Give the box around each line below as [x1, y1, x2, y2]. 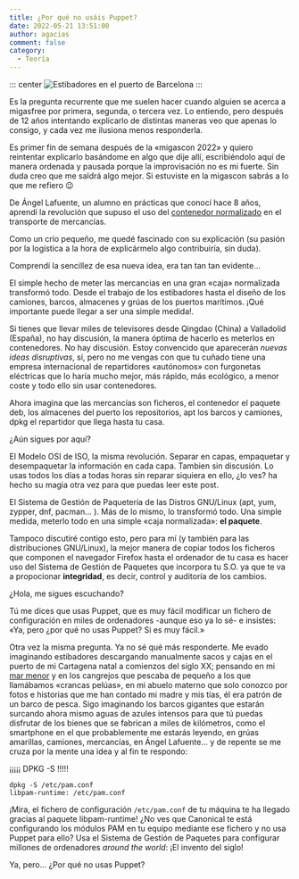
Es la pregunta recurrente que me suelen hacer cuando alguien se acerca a [9, 96, 287, 107]
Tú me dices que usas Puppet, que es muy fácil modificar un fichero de [9, 606, 272, 616]
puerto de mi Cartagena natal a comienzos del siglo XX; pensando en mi [9, 661, 275, 671]
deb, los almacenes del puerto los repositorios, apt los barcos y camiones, [9, 407, 283, 418]
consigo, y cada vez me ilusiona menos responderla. [9, 125, 203, 135]
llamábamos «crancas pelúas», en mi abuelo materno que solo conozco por [9, 680, 288, 690]
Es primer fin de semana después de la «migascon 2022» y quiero [9, 142, 253, 153]
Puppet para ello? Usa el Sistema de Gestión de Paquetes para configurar [9, 833, 280, 843]
